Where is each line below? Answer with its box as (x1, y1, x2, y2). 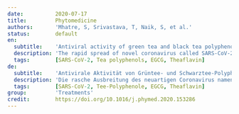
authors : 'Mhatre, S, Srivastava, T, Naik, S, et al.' (7, 23, 193, 30)
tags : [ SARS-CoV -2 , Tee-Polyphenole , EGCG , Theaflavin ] (14, 83, 205, 90)
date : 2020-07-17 (7, 10, 87, 18)
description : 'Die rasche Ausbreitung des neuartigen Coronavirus (14, 76, 215, 84)
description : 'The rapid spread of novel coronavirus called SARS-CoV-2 (14, 50, 234, 57)
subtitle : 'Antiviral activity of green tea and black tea (14, 43, 202, 50)
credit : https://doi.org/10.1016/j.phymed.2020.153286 (7, 96, 196, 103)
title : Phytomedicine (7, 17, 97, 24)
